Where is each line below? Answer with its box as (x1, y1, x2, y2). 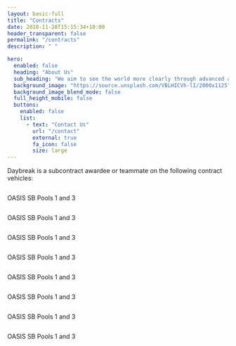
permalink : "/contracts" (7, 37, 80, 44)
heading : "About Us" (13, 68, 74, 76)
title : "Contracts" (7, 17, 65, 24)
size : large (32, 147, 68, 155)
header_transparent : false (7, 30, 86, 37)
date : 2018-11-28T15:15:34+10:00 (7, 23, 105, 30)
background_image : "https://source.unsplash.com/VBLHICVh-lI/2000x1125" (13, 82, 231, 89)
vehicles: (7, 174, 34, 183)
